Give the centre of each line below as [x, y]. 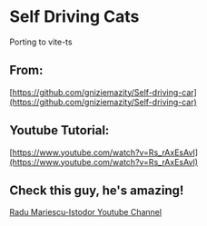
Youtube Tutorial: [59, 130]
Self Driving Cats [74, 17]
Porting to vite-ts [41, 42]
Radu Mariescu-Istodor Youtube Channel [85, 212]
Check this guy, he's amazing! [97, 190]
